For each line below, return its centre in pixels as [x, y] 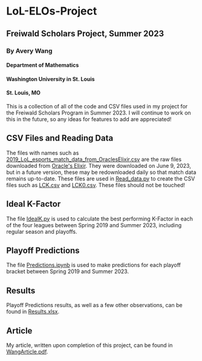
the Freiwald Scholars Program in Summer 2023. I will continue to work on [99, 113]
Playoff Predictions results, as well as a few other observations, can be [94, 305]
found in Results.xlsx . [33, 312]
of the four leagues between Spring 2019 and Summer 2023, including [94, 225]
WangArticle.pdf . [27, 351]
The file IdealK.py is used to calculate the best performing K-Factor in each [100, 219]
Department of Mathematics [43, 65]
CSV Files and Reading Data [60, 138]
